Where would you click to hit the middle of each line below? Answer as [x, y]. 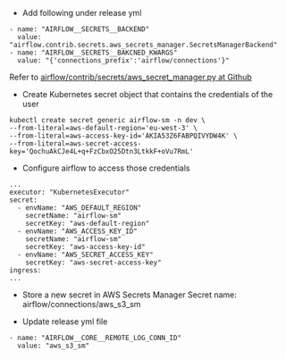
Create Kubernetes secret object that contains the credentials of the [147, 94]
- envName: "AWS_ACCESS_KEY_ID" [78, 231]
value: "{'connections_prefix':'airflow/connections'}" [123, 61]
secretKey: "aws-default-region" [88, 223]
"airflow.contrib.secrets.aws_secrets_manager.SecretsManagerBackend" [143, 45]
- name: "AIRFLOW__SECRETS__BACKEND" [80, 29]
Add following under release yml [82, 13]
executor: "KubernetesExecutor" [69, 192]
